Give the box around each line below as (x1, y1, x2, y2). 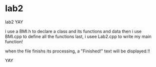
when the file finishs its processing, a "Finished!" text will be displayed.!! (5, 48, 150, 54)
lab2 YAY (5, 19, 23, 25)
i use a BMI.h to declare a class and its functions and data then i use (5, 28, 142, 34)
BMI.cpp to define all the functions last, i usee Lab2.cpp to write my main (5, 33, 152, 39)
